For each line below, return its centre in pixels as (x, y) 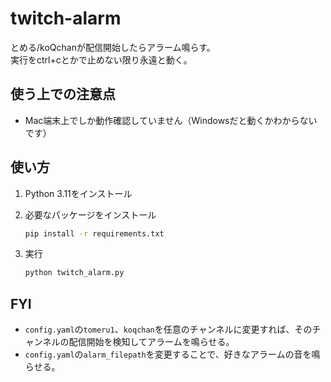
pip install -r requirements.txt (94, 233)
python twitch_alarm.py (74, 273)
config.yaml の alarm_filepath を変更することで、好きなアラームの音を (168, 354)
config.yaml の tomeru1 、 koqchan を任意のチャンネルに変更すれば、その (168, 329)
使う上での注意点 (63, 94)
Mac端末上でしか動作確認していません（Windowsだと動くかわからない (171, 120)
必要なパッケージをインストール (90, 214)
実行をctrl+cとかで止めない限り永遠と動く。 (101, 59)
